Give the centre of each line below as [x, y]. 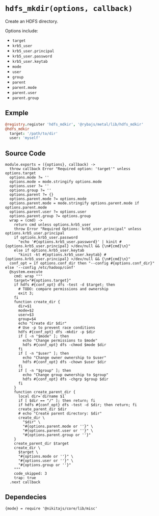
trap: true [25, 478]
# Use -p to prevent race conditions [57, 328]
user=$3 [26, 315]
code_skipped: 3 [31, 474]
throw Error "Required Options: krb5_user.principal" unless [78, 229]
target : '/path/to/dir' [34, 133]
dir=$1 [25, 306]
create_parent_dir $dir [42, 409]
